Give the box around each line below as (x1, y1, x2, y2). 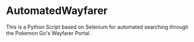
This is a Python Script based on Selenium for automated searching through (6, 23, 189, 30)
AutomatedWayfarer (6, 4, 108, 17)
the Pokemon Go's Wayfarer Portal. (6, 29, 91, 36)
